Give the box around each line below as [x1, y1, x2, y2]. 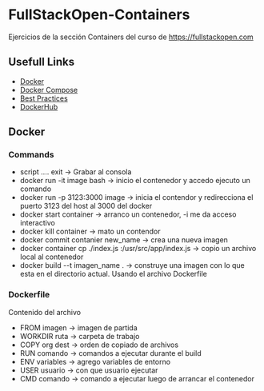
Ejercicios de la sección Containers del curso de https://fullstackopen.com [8, 32, 254, 42]
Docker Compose [19, 85, 78, 94]
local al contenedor [19, 252, 84, 261]
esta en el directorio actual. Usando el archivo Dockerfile [19, 269, 208, 279]
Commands [8, 150, 54, 161]
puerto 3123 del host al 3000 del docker [19, 201, 153, 211]
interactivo [19, 218, 56, 228]
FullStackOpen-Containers [8, 6, 190, 24]
